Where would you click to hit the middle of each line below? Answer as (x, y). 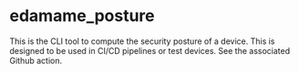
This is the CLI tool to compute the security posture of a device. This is (142, 41)
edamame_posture (82, 16)
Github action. (36, 60)
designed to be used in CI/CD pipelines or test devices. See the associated (149, 50)
